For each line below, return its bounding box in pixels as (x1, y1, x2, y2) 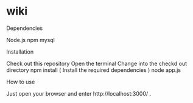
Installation (6, 48, 34, 55)
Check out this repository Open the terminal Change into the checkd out (6, 60, 188, 67)
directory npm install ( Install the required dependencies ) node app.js (6, 66, 181, 74)
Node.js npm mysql (6, 36, 55, 43)
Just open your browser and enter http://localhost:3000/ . (6, 90, 151, 97)
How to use (6, 78, 35, 85)
